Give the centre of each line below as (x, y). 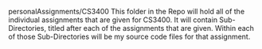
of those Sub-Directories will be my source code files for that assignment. (129, 36)
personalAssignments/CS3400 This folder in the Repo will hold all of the (127, 11)
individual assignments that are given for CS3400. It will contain (113, 20)
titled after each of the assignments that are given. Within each (151, 28)
